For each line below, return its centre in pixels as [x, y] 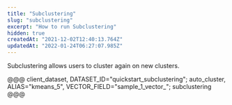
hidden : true [26, 33]
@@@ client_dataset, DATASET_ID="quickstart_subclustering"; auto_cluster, [117, 79]
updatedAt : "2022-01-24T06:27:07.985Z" [65, 46]
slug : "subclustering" [40, 20]
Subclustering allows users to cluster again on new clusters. [93, 66]
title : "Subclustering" [42, 14]
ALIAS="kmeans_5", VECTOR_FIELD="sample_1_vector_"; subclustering [109, 87]
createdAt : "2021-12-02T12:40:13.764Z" [65, 40]
